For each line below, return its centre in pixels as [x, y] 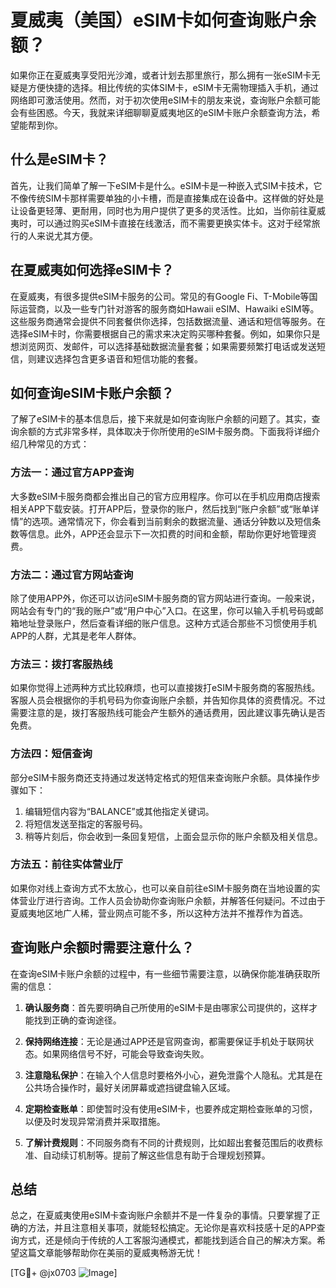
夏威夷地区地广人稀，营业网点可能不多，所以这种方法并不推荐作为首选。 [159, 913]
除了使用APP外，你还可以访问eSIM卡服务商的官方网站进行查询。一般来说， [165, 598]
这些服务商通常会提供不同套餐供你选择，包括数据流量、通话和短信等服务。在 [168, 321]
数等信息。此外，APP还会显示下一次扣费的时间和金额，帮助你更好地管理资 [163, 533]
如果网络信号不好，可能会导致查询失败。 [126, 1053]
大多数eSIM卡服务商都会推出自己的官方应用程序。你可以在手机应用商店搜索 [165, 496]
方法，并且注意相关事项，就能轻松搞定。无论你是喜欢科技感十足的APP [172, 1228]
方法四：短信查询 [51, 754]
